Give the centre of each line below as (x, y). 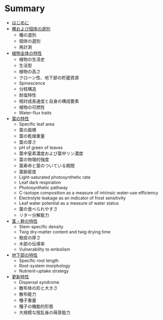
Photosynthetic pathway (43, 187)
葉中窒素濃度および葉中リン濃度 (51, 153)
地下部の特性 (24, 255)
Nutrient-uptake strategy (44, 271)
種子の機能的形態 (36, 306)
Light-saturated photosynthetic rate (55, 177)
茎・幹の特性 (24, 221)
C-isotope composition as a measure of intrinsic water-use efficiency (89, 192)
